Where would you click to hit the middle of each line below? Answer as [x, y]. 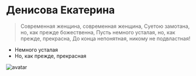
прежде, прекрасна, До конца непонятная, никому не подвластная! [105, 38]
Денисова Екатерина [61, 10]
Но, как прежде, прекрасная [50, 56]
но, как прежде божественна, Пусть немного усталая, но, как [98, 32]
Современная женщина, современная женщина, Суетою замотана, [105, 26]
